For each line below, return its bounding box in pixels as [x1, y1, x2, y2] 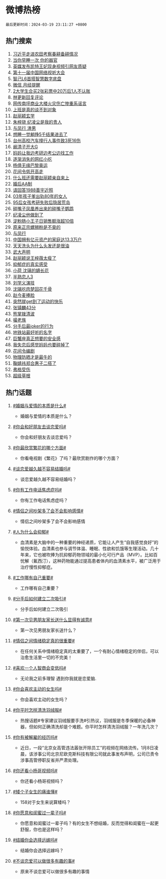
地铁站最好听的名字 [12, 329, 52, 335]
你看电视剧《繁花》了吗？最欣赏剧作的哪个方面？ [20, 455, 120, 461]
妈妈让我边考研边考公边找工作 [12, 149, 74, 156]
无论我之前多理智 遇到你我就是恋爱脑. [20, 675, 97, 681]
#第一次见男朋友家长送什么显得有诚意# [12, 617, 92, 623]
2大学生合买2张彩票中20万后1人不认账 [12, 88, 90, 94]
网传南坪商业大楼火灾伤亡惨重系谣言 [12, 100, 87, 106]
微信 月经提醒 [12, 82, 41, 88]
